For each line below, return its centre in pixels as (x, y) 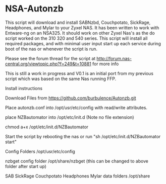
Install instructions (24, 88)
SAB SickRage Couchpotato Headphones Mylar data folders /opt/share (78, 176)
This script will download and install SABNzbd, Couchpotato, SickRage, (78, 22)
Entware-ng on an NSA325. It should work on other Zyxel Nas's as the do (80, 33)
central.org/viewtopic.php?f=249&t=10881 (48, 64)
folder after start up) (26, 166)
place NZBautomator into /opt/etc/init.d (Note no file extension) (70, 117)
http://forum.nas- (114, 58)
